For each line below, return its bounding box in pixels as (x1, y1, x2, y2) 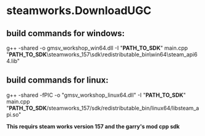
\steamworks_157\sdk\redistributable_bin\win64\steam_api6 (46, 51, 198, 58)
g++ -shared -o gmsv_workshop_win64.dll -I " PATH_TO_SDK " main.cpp (6, 44, 188, 51)
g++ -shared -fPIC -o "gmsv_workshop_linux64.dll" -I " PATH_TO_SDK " (6, 91, 186, 99)
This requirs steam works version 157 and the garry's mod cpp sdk (6, 123, 180, 130)
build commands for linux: (6, 75, 109, 86)
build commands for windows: (6, 28, 125, 39)
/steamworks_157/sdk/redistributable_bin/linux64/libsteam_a (46, 104, 199, 111)
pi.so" (6, 111, 21, 118)
